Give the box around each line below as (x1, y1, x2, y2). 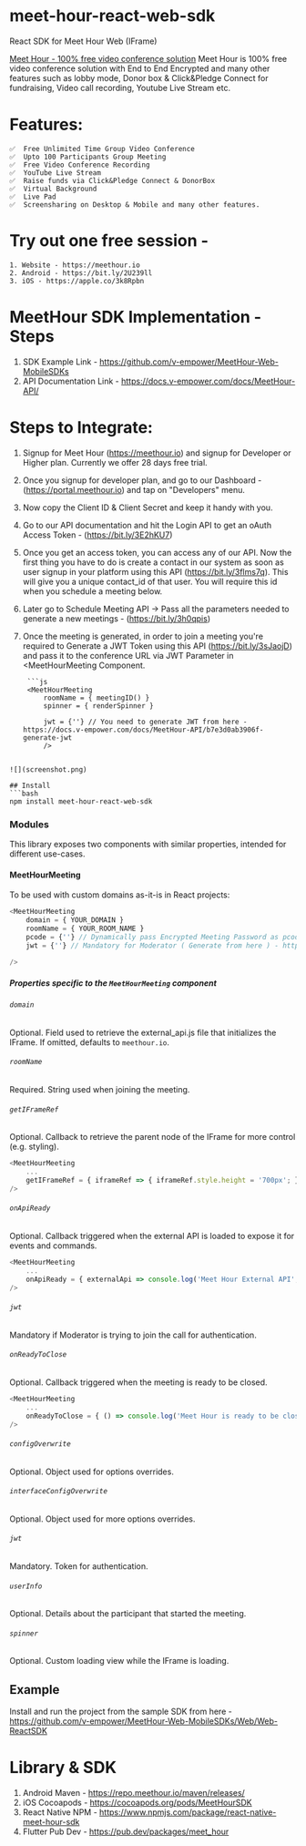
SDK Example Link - (22, 356, 98, 367)
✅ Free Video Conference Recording (9, 160, 150, 169)
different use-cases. (9, 848, 86, 859)
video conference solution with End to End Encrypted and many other (9, 63, 270, 74)
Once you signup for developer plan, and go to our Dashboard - (22, 475, 262, 486)
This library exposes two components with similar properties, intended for (9, 838, 287, 849)
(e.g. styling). (9, 1141, 59, 1153)
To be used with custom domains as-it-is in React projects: (9, 889, 230, 900)
